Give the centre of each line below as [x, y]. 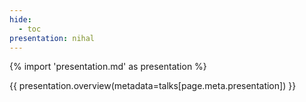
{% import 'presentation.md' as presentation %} [108, 67]
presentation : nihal [52, 38]
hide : [20, 19]
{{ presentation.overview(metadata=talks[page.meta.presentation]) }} [153, 86]
